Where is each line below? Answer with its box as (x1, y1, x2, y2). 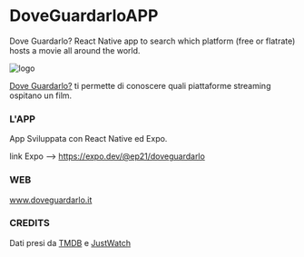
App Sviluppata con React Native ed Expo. (9, 133, 168, 144)
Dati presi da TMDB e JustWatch (9, 237, 132, 248)
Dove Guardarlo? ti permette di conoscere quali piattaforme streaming (9, 80, 271, 91)
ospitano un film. (9, 90, 73, 101)
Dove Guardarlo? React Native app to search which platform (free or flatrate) (9, 35, 296, 46)
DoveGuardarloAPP (9, 5, 159, 26)
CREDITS (9, 217, 50, 230)
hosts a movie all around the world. (9, 44, 141, 55)
